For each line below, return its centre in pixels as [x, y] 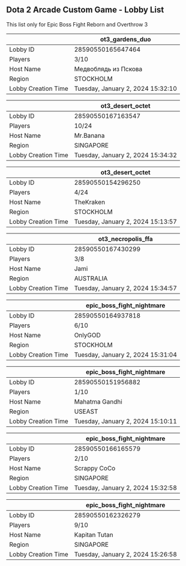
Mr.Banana [89, 135]
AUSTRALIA [91, 278]
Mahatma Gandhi [98, 401]
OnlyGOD [87, 335]
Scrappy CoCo [95, 468]
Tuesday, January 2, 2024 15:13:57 [125, 221]
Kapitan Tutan [94, 535]
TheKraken [90, 202]
